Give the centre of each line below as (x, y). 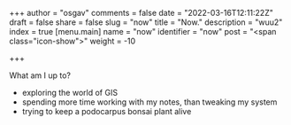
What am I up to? (40, 75)
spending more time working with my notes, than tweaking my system (149, 102)
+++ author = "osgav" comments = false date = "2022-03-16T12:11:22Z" (142, 13)
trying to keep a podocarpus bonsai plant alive (107, 111)
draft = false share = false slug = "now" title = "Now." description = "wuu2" (146, 22)
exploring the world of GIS (69, 93)
